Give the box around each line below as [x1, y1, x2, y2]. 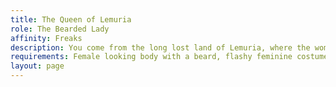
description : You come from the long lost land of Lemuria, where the [10, 42, 311, 53]
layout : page [10, 61, 65, 71]
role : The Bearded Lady [10, 24, 110, 34]
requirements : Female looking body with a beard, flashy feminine [10, 52, 293, 62]
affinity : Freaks [10, 33, 83, 43]
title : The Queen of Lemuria [10, 14, 132, 25]
